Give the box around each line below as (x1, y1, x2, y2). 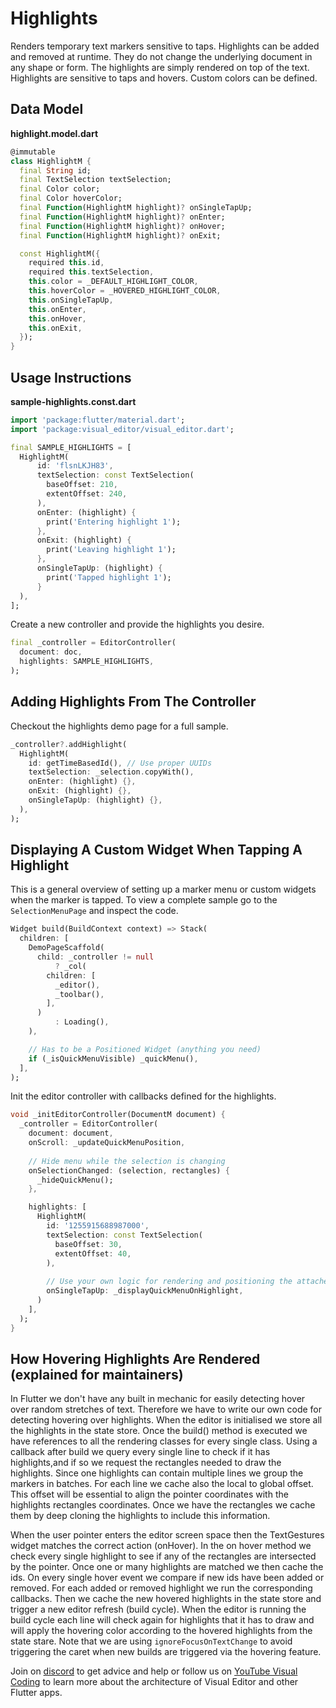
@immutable (10, 147, 56, 157)
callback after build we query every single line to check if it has (10, 1446, 271, 1458)
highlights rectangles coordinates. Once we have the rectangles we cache (10, 1499, 316, 1511)
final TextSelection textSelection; (19, 175, 172, 185)
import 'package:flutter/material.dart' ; (10, 415, 186, 425)
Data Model (10, 101, 84, 118)
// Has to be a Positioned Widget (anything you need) (28, 1044, 262, 1054)
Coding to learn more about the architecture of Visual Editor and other (10, 1676, 299, 1688)
